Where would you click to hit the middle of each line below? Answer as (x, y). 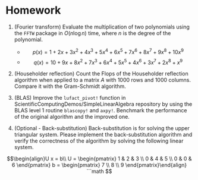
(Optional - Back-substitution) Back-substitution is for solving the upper (102, 128)
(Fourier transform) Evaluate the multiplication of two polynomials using (102, 27)
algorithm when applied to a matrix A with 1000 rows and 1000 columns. (103, 80)
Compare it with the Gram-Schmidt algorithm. (70, 86)
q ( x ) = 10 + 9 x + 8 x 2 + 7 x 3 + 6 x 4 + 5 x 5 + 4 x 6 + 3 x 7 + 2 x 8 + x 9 (108, 62)
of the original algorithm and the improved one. (72, 117)
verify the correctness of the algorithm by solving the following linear (99, 141)
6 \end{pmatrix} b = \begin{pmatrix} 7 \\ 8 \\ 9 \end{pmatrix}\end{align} (99, 165)
